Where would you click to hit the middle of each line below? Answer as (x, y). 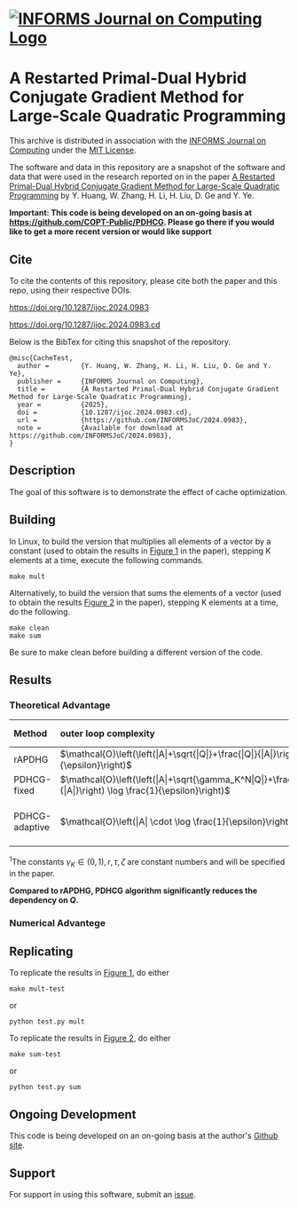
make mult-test (37, 989)
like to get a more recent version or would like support (110, 231)
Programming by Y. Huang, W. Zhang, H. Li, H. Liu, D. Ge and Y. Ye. (132, 196)
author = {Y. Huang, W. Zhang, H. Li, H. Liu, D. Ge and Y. (145, 365)
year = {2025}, (63, 404)
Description (42, 471)
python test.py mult (47, 1022)
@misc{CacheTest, (41, 358)
